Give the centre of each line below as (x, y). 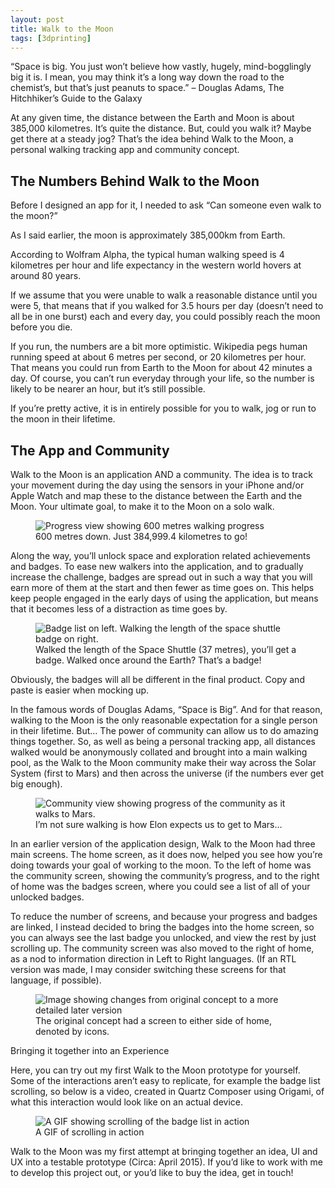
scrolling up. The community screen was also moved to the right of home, (162, 948)
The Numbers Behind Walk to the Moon (135, 181)
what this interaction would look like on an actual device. (126, 1102)
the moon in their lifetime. (63, 419)
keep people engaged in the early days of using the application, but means (164, 598)
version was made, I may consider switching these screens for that (148, 969)
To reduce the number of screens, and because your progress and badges (164, 916)
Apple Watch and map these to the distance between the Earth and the (156, 495)
